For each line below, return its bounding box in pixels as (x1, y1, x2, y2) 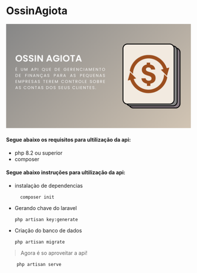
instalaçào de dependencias (14, 182, 83, 189)
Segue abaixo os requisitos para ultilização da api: (6, 136, 131, 144)
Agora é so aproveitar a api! (20, 249, 88, 257)
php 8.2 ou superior (14, 149, 63, 157)
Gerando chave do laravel (14, 204, 77, 211)
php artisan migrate (14, 239, 65, 245)
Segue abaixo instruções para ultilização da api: (6, 169, 126, 176)
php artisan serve (16, 261, 62, 267)
